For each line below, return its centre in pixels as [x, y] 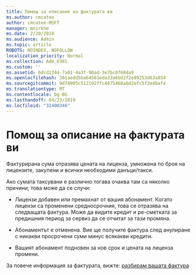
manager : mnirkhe [28, 28]
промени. [27, 254]
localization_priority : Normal [45, 56]
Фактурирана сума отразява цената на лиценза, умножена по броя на [96, 164]
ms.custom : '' [24, 67]
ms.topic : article [29, 45]
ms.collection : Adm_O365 [37, 61]
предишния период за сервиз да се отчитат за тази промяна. [93, 219]
